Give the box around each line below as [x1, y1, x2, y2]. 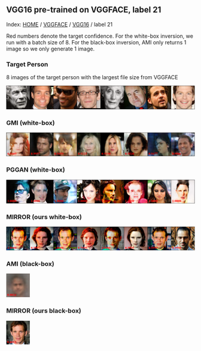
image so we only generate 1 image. [6, 45, 95, 52]
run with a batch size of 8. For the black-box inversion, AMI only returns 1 [6, 38, 187, 46]
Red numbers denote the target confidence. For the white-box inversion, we [6, 32, 193, 40]
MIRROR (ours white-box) [6, 212, 82, 221]
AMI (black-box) [6, 259, 55, 268]
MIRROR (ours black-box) [6, 307, 82, 315]
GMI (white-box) [6, 119, 55, 127]
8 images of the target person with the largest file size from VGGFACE [6, 74, 178, 81]
